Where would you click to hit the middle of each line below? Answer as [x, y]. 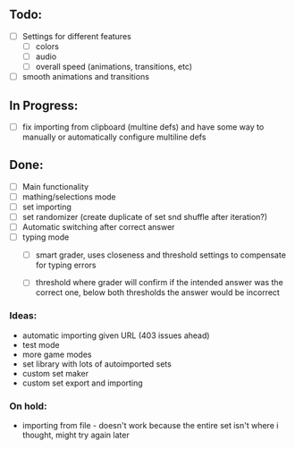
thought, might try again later [76, 435]
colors [47, 46]
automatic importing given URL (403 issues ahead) [116, 335]
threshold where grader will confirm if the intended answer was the [159, 283]
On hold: [28, 406]
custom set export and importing [82, 383]
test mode [41, 344]
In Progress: [44, 105]
